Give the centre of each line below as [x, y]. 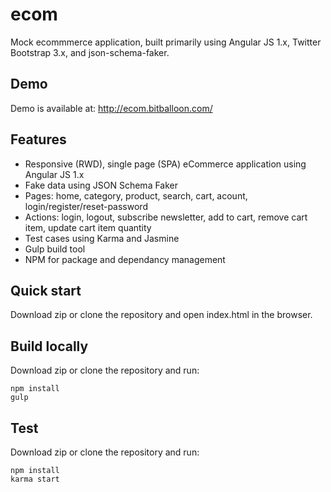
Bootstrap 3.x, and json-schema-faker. [90, 52]
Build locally [49, 346]
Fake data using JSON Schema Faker [101, 185]
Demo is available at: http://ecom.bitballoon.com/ [111, 108]
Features [38, 139]
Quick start [46, 290]
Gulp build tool [55, 249]
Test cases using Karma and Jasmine [102, 238]
